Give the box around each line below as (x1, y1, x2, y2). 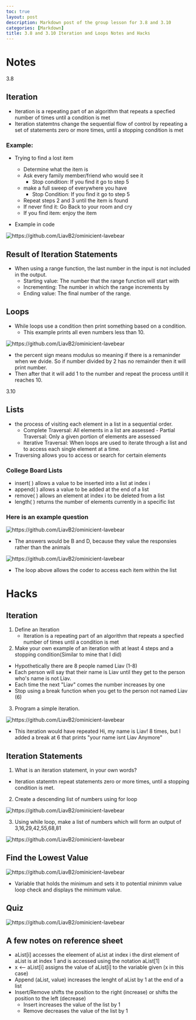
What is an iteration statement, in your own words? (14, 767, 137, 774)
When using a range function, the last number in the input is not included (14, 265, 191, 272)
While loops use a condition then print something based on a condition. (14, 322, 187, 329)
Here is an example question (6, 513, 89, 521)
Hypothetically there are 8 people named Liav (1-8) (14, 662, 137, 669)
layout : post (6, 14, 38, 20)
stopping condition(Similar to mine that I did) (14, 651, 122, 658)
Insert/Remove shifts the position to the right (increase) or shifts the (14, 989, 178, 996)
